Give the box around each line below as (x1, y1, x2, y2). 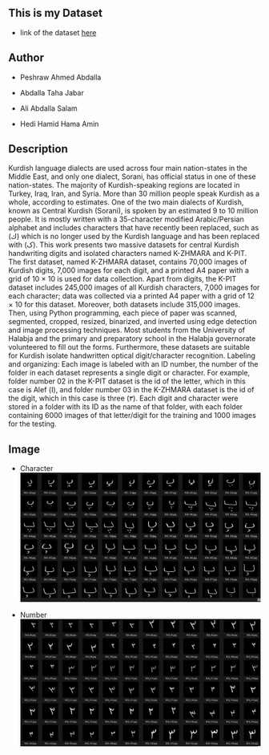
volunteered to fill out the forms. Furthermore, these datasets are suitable (8, 343, 251, 352)
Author (8, 51, 44, 65)
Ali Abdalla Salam (19, 104, 78, 113)
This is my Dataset (8, 6, 102, 20)
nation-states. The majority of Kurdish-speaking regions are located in (8, 181, 240, 190)
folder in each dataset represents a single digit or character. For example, (8, 368, 251, 378)
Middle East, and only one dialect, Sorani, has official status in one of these (8, 172, 256, 181)
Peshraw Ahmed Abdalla (19, 72, 102, 82)
